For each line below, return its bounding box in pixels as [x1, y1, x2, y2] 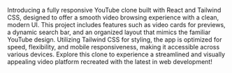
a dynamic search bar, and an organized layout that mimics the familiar [7, 28, 211, 36]
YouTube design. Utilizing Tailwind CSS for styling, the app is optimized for [7, 35, 222, 44]
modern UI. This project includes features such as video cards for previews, [7, 21, 226, 29]
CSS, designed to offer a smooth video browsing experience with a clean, [7, 13, 219, 22]
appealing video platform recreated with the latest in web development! [7, 58, 213, 65]
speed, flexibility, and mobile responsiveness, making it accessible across [7, 43, 220, 51]
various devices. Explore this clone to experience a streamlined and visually [7, 50, 226, 58]
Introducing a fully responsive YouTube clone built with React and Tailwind [7, 6, 222, 14]
